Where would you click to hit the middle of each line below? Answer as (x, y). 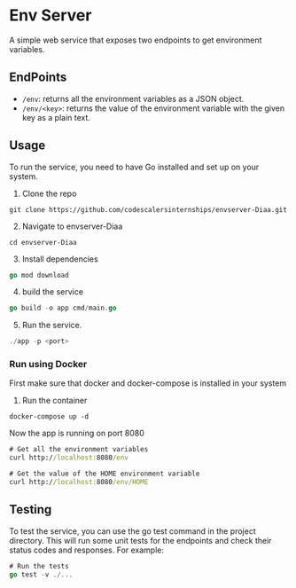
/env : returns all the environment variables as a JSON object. (133, 98)
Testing (31, 510)
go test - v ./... (41, 574)
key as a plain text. (56, 117)
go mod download (39, 275)
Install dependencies (60, 259)
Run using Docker (48, 365)
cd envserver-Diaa (43, 242)
